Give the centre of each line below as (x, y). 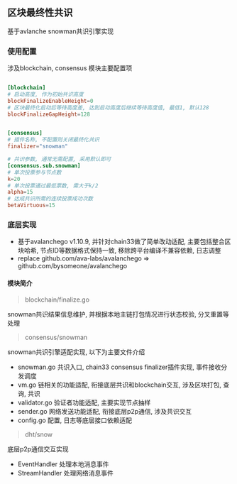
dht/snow (39, 434)
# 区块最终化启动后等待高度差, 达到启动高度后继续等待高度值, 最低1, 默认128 (108, 108)
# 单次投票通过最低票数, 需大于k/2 (53, 186)
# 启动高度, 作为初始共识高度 (45, 94)
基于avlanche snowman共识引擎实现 (61, 31)
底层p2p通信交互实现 (38, 449)
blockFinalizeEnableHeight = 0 (50, 101)
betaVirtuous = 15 (31, 205)
